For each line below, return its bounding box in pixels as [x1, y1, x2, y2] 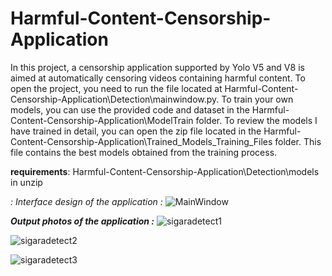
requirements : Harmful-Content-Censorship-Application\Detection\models [10, 165, 320, 177]
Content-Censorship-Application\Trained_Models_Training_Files [10, 135, 273, 147]
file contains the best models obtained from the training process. [10, 146, 278, 158]
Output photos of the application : [10, 215, 155, 227]
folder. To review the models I [195, 114, 318, 126]
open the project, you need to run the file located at [10, 82, 223, 94]
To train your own [221, 93, 294, 105]
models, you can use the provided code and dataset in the [10, 103, 250, 116]
